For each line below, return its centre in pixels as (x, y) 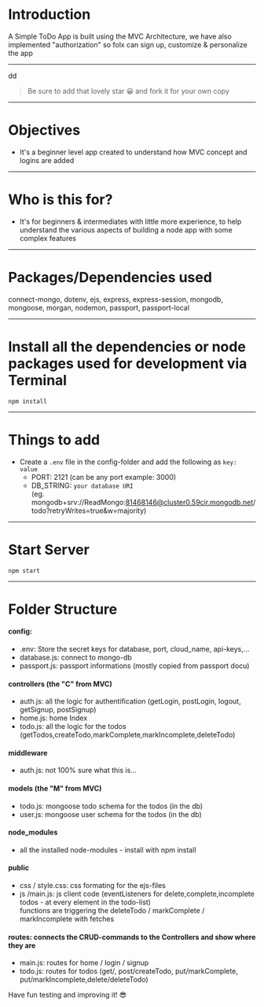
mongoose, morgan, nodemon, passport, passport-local (99, 307)
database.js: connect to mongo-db (75, 657)
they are (22, 945)
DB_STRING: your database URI (82, 485)
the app (20, 53)
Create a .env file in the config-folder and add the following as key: (128, 462)
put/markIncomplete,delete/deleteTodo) (84, 979)
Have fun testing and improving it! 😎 (68, 995)
